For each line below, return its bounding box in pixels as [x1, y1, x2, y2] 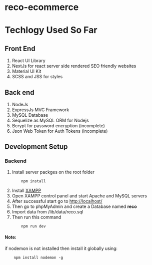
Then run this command [11, 214, 61, 220]
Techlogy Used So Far [4, 25, 97, 36]
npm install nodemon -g [13, 255, 63, 260]
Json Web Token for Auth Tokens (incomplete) [11, 128, 108, 134]
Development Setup [4, 142, 68, 151]
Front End [4, 44, 35, 53]
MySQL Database [11, 112, 48, 118]
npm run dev [21, 223, 46, 229]
